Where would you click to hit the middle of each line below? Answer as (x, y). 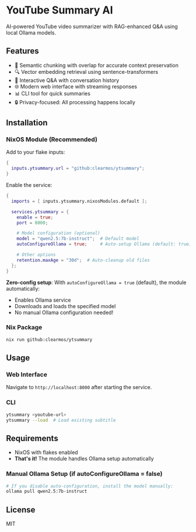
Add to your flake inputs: (36, 152)
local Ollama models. (31, 32)
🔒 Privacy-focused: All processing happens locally (75, 102)
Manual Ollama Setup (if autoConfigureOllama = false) (84, 474)
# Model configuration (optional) (58, 233)
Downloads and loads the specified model (65, 306)
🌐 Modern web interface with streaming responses (76, 86)
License (21, 509)
